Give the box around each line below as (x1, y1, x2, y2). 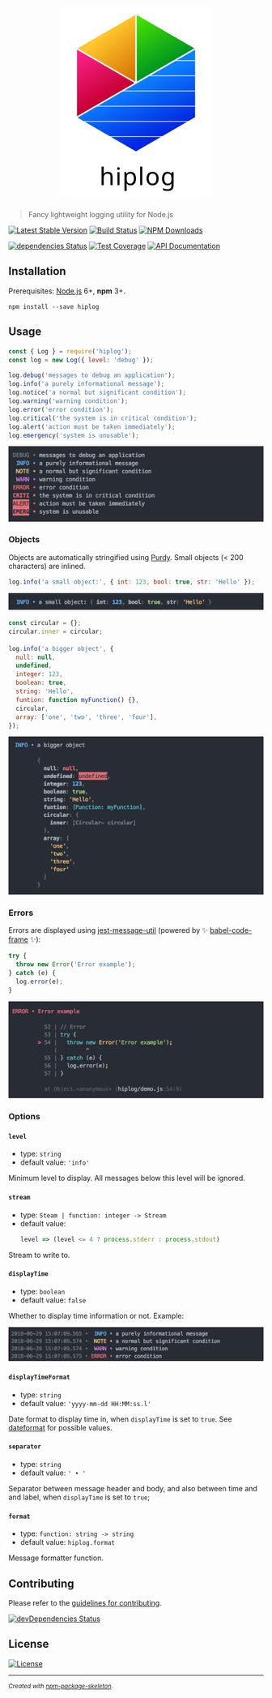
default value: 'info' (19, 1157, 91, 1167)
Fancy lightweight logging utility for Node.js (28, 210, 174, 220)
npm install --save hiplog (8, 302, 100, 310)
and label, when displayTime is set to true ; (8, 1492, 151, 1502)
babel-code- (210, 926, 253, 935)
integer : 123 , (15, 670, 63, 678)
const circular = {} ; (8, 619, 82, 627)
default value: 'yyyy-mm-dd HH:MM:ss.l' (19, 1398, 151, 1408)
